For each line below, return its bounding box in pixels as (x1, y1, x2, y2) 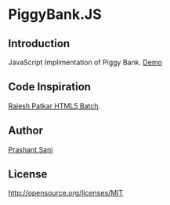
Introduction (8, 37, 71, 50)
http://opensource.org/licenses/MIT (8, 189, 124, 198)
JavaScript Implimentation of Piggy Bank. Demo (8, 57, 163, 67)
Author (8, 124, 43, 137)
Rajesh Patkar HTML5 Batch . (8, 101, 101, 111)
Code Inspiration (8, 80, 92, 93)
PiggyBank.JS (8, 5, 102, 24)
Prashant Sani (8, 145, 53, 154)
